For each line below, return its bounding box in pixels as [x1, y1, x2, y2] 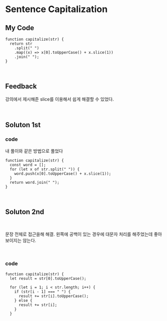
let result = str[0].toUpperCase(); [10, 276, 87, 281]
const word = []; [10, 162, 46, 167]
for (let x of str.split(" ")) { [10, 167, 80, 172]
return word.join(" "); [10, 180, 59, 185]
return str [10, 41, 33, 46]
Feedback [5, 82, 37, 91]
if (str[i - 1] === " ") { [14, 289, 71, 294]
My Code [5, 24, 34, 32]
